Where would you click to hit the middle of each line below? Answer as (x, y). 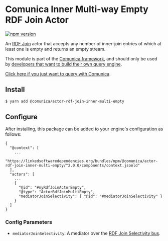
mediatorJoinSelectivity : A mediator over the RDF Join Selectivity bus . (86, 233)
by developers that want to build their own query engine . (64, 64)
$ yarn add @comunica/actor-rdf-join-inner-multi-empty (65, 101)
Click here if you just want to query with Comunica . (58, 73)
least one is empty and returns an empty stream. (55, 49)
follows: (13, 134)
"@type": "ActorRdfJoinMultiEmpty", (57, 192)
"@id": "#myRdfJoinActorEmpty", (52, 188)
